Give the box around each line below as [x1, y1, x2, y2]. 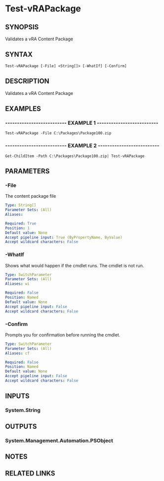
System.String [5, 407, 41, 414]
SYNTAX [5, 50, 33, 59]
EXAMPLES [5, 105, 41, 113]
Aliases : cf [5, 351, 30, 356]
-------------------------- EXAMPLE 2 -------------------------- [5, 142, 160, 149]
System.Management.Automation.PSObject [5, 437, 114, 444]
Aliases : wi [5, 281, 30, 286]
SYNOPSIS [5, 23, 39, 31]
